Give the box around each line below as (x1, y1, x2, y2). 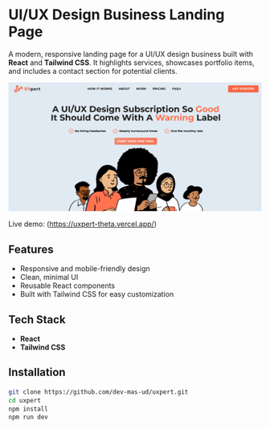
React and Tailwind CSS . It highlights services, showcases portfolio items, (8, 58, 255, 67)
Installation (8, 366, 66, 379)
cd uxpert (8, 396, 42, 404)
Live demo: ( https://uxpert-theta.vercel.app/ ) (8, 219, 157, 229)
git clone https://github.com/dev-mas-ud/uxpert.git (8, 387, 189, 396)
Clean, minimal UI (19, 273, 79, 282)
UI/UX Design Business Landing (8, 6, 225, 24)
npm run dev (8, 413, 48, 422)
